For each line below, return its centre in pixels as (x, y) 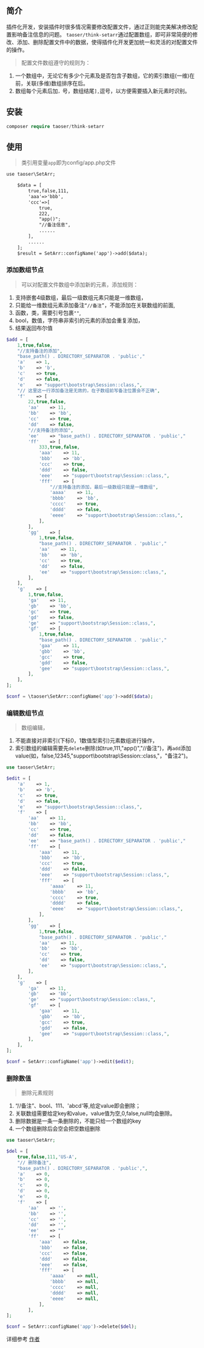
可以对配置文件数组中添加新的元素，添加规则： (80, 284)
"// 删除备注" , (35, 1163)
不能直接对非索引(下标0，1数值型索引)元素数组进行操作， (86, 740)
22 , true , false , (47, 402)
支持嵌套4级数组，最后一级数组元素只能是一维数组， (81, 297)
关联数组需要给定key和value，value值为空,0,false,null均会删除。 (95, 1113)
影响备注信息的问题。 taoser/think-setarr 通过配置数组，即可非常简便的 (102, 34)
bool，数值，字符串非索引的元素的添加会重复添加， (79, 320)
